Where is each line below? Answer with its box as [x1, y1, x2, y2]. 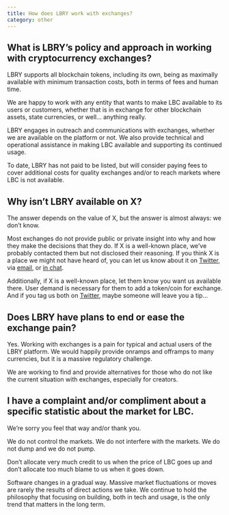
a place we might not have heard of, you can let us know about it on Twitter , [7, 256, 220, 264]
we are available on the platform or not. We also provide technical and [7, 134, 204, 142]
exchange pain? [7, 322, 77, 334]
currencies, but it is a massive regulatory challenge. [7, 354, 152, 363]
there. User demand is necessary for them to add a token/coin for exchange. [7, 284, 223, 292]
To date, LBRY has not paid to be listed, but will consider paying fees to [7, 162, 208, 170]
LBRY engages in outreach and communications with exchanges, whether [7, 126, 215, 134]
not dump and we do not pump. [7, 444, 96, 453]
